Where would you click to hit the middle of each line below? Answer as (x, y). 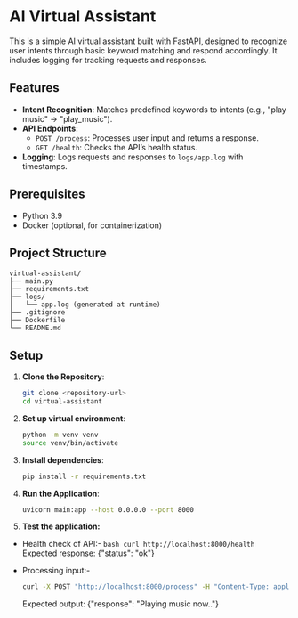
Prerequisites (47, 195)
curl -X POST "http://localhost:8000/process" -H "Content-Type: (145, 587)
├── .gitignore (37, 313)
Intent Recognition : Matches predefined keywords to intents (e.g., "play (154, 110)
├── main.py (31, 281)
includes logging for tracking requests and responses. (108, 60)
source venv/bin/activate (70, 443)
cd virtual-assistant (62, 402)
